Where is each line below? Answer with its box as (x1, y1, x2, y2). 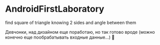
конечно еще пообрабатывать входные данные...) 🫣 (5, 34, 115, 40)
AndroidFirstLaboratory (5, 3, 105, 15)
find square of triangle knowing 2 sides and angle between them (5, 20, 137, 25)
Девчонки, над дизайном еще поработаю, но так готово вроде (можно (5, 29, 155, 35)
